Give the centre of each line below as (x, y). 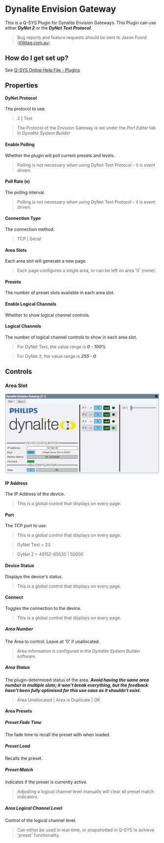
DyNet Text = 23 (34, 545)
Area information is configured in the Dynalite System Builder (79, 651)
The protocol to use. (25, 109)
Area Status (18, 667)
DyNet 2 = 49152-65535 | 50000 (50, 554)
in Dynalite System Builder (44, 133)
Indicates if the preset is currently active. (46, 782)
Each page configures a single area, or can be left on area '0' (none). (87, 271)
